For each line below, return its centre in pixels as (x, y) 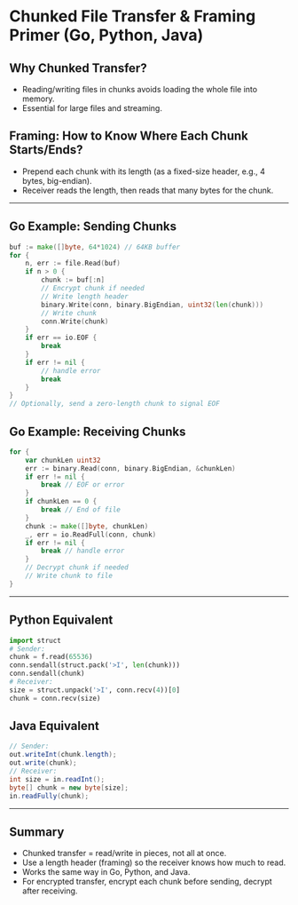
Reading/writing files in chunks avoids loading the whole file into (140, 89)
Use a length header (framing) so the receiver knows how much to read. (154, 862)
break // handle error (83, 551)
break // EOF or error (83, 485)
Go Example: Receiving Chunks (98, 431)
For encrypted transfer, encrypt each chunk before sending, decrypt (147, 882)
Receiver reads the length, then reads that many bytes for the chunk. (148, 190)
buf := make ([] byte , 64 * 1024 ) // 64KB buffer (94, 247)
